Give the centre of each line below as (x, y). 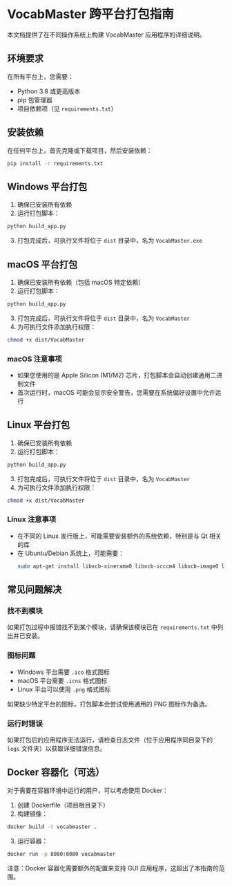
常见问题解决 (35, 589)
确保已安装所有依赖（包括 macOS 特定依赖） (81, 282)
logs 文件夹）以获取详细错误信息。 (57, 748)
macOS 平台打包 (42, 264)
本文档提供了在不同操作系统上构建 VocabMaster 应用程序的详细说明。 (106, 35)
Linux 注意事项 (32, 519)
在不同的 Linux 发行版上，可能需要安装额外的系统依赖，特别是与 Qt (113, 536)
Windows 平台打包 (47, 186)
